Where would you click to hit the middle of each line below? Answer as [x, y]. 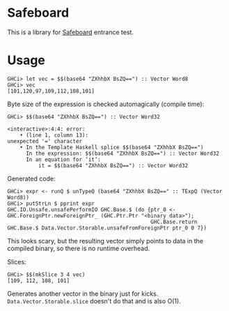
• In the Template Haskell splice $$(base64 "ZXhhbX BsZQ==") [112, 147]
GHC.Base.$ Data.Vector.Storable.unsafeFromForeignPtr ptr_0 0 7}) [107, 228]
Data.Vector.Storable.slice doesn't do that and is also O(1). [94, 301]
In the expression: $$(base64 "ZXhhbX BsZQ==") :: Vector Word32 [122, 153]
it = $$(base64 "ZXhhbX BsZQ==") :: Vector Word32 [113, 165]
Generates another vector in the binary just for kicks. [83, 294]
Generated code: [31, 179]
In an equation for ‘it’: [63, 159]
